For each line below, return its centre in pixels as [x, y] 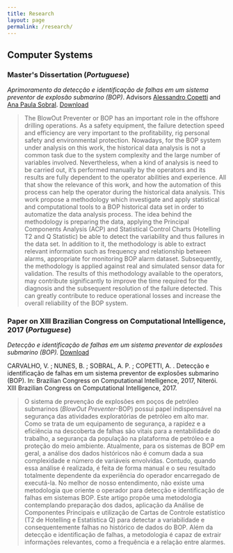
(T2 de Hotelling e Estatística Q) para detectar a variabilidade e [114, 520]
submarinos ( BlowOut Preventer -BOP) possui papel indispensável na [122, 409]
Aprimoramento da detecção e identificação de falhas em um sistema [108, 90]
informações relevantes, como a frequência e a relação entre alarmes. [125, 542]
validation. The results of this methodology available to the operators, [124, 274]
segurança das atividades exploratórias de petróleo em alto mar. [116, 416]
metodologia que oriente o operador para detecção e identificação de [124, 490]
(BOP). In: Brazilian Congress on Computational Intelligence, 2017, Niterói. [112, 381]
